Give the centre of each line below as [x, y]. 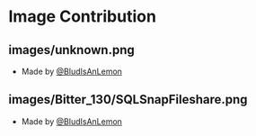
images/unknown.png [72, 50]
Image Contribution [82, 17]
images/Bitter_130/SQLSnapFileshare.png [128, 100]
